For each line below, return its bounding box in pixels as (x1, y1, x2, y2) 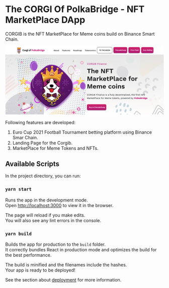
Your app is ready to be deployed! (5, 267, 75, 273)
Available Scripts (5, 159, 59, 168)
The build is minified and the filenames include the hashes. (5, 261, 127, 267)
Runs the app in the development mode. (5, 197, 88, 203)
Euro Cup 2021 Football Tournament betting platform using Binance (12, 129, 152, 135)
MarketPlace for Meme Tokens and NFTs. (12, 145, 99, 151)
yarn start (5, 186, 32, 192)
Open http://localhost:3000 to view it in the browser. (5, 202, 114, 208)
